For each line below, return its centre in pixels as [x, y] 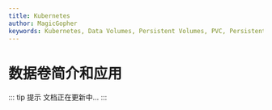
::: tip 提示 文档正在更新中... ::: [58, 97]
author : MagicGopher [43, 23]
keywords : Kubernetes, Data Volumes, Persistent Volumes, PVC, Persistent [137, 31]
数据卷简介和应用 [66, 73]
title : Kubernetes [39, 16]
